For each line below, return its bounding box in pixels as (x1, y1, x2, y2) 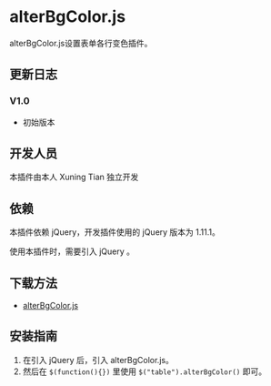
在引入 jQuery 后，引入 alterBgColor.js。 (22, 354, 175, 365)
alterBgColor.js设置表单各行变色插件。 (9, 37, 153, 48)
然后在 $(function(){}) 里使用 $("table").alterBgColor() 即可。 (22, 366, 266, 377)
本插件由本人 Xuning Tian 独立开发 (9, 171, 139, 183)
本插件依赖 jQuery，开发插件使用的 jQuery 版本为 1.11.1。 (9, 227, 220, 238)
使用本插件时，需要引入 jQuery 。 (9, 246, 135, 257)
